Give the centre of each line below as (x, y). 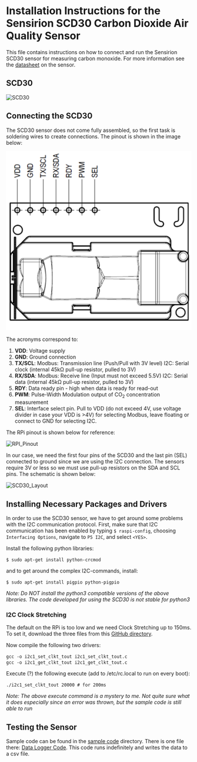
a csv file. (18, 754)
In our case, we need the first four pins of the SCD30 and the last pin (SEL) (97, 455)
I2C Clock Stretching (36, 615)
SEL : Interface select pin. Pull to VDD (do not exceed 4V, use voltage (98, 409)
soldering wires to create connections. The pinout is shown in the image (94, 136)
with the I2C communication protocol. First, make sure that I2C (82, 524)
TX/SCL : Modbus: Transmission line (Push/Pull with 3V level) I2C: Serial (102, 363)
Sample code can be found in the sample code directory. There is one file (95, 741)
